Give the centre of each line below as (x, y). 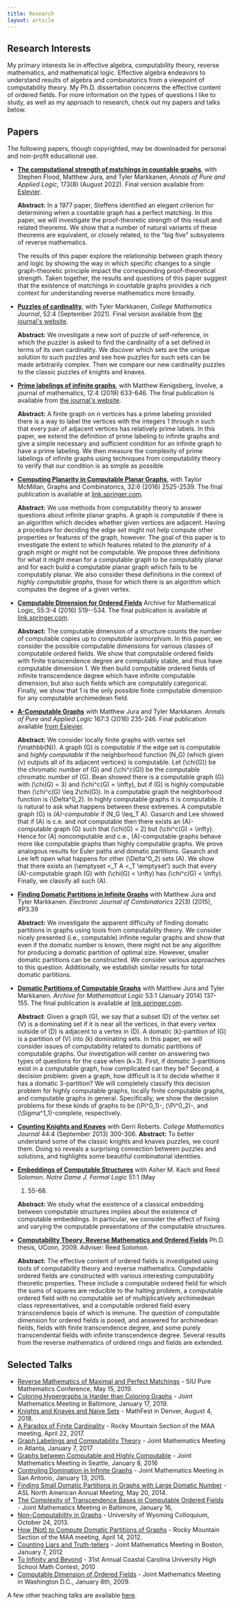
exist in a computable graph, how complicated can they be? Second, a (118, 1068)
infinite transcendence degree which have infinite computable (106, 676)
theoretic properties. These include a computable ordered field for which (122, 1283)
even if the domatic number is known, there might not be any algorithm (119, 945)
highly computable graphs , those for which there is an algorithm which (119, 582)
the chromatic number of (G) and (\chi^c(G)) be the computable (108, 769)
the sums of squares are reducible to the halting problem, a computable (120, 1291)
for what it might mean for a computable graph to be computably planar (120, 560)
